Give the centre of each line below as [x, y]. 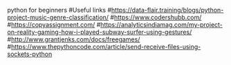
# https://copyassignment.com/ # [54, 25]
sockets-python [30, 54]
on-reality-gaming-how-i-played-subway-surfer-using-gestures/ [100, 32]
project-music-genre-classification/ [58, 17]
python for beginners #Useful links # [59, 10]
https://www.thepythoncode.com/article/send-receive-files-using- [106, 47]
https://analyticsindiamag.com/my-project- [161, 25]
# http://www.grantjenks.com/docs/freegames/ [74, 39]
